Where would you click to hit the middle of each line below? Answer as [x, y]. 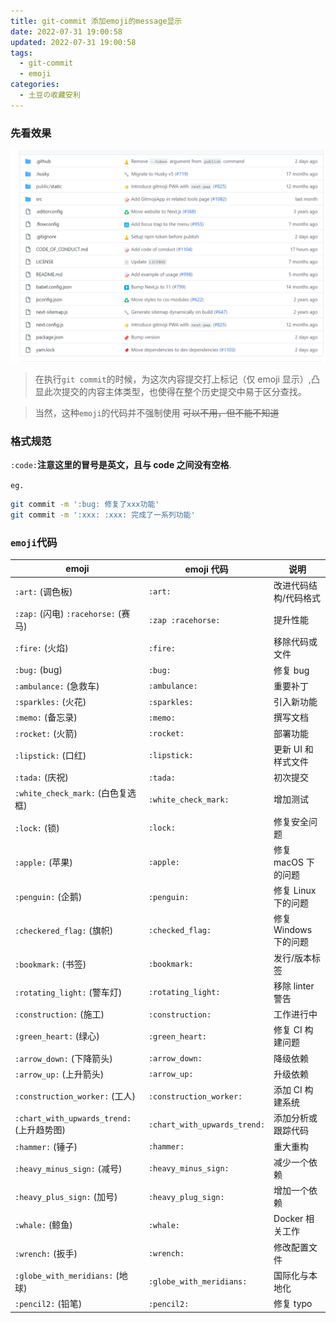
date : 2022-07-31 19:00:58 [66, 31]
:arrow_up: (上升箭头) [59, 1074]
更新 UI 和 [293, 749]
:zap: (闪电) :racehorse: [65, 614]
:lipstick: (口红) [50, 755]
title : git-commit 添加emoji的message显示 [96, 21]
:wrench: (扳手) [46, 1253]
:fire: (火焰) [41, 648]
